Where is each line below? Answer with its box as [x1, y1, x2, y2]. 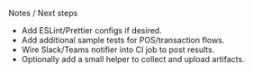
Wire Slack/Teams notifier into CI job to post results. [21, 44, 215, 55]
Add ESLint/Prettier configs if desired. [21, 25, 163, 35]
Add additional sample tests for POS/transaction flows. [21, 35, 225, 45]
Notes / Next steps [8, 8, 78, 18]
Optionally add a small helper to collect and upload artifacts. [21, 54, 245, 64]
